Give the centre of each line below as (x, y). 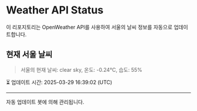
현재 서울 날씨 (29, 55)
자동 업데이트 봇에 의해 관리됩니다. (45, 102)
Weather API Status (55, 10)
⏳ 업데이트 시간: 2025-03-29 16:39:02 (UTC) (59, 82)
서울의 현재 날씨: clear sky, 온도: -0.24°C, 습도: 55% (81, 70)
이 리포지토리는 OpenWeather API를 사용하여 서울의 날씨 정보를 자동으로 (89, 27)
